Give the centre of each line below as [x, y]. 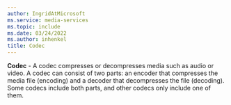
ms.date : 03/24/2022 [37, 33]
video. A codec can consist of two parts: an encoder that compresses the [113, 73]
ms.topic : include [34, 26]
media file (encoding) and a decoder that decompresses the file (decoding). [116, 80]
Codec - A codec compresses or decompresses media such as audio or [111, 66]
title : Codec [26, 46]
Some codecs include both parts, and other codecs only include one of [109, 88]
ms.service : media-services [48, 20]
